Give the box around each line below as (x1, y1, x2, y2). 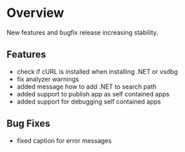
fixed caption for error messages (16, 136, 112, 145)
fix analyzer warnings (16, 75, 79, 83)
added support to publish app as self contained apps (16, 89, 170, 98)
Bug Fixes (6, 118, 50, 129)
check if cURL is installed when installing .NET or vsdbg (16, 67, 178, 75)
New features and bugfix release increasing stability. (6, 28, 158, 37)
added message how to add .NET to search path (16, 82, 157, 91)
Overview (6, 5, 64, 21)
